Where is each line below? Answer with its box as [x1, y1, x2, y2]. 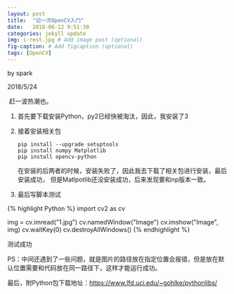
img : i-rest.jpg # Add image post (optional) [7, 37, 143, 44]
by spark [7, 68, 33, 77]
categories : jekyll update [7, 30, 86, 37]
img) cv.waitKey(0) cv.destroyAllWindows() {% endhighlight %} [7, 225, 190, 234]
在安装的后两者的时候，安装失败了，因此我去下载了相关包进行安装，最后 [17, 166, 227, 174]
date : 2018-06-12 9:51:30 [7, 23, 90, 30]
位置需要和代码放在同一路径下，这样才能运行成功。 [13, 263, 162, 271]
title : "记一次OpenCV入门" [7, 17, 84, 24]
